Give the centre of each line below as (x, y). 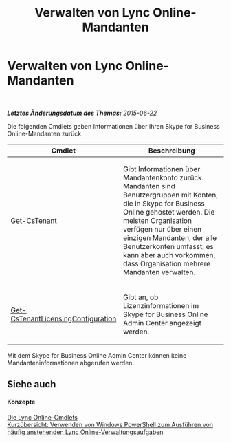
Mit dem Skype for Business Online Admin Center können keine (97, 355)
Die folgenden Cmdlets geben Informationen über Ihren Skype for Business (113, 126)
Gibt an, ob (141, 297)
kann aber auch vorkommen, (169, 255)
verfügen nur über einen (162, 229)
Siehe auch (32, 384)
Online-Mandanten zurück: (45, 133)
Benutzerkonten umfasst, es (168, 246)
